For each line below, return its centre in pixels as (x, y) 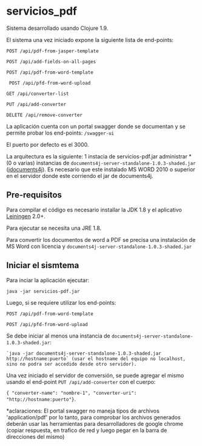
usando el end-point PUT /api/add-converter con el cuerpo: (81, 381)
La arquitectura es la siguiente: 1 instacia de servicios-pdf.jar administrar (97, 156)
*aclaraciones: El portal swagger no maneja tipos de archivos (83, 411)
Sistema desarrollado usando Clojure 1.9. (57, 28)
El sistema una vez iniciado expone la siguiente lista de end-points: (90, 40)
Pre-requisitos (34, 195)
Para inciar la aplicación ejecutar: (48, 280)
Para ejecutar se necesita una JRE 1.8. (54, 228)
